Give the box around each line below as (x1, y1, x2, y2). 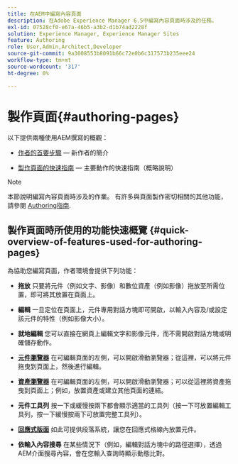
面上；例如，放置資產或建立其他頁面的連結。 (36, 386, 168, 394)
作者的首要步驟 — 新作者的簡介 (17, 148, 109, 157)
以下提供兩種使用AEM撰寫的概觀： (7, 133, 109, 142)
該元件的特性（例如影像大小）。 (17, 314, 109, 323)
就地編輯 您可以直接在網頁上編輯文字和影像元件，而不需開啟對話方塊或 (17, 329, 225, 338)
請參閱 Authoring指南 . (7, 201, 71, 210)
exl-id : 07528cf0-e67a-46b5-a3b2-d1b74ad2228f (7, 23, 148, 31)
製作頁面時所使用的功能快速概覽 (7, 224, 148, 236)
